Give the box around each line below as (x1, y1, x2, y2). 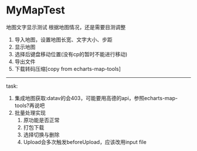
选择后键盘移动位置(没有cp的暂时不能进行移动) (14, 50, 128, 57)
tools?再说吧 (14, 102, 45, 109)
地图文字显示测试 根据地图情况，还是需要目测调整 (6, 23, 126, 30)
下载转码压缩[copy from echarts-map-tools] (14, 65, 121, 72)
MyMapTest (6, 4, 66, 17)
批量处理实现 (14, 109, 46, 116)
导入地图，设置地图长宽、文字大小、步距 (14, 36, 113, 43)
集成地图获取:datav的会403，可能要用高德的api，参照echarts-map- (14, 94, 178, 101)
